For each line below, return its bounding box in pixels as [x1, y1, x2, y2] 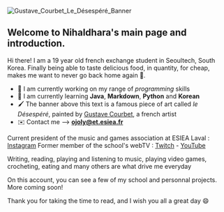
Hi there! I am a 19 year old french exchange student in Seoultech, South [7, 56, 216, 64]
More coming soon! [7, 183, 64, 191]
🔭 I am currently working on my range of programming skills [17, 84, 191, 93]
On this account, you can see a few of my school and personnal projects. [7, 175, 218, 184]
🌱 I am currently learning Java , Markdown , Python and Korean [17, 91, 200, 100]
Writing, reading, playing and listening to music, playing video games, [7, 154, 207, 163]
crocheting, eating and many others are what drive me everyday [7, 162, 192, 170]
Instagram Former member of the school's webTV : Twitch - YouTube [7, 141, 206, 149]
